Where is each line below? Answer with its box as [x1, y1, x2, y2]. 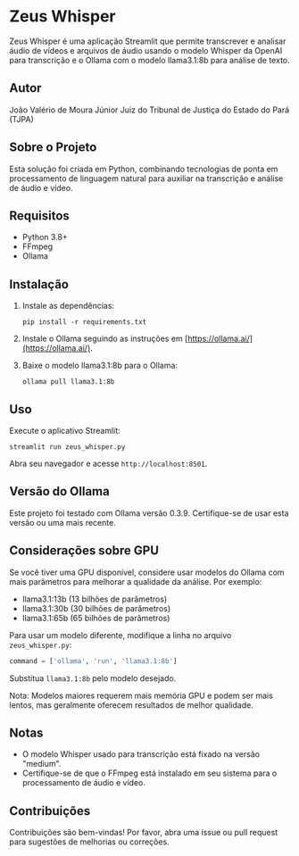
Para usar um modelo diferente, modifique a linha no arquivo [9, 629, 232, 640]
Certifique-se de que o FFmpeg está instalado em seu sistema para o [21, 768, 278, 778]
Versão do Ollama [9, 484, 110, 499]
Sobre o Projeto [9, 140, 97, 155]
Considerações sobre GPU [9, 543, 159, 559]
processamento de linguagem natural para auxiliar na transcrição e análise [9, 172, 284, 184]
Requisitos [9, 208, 70, 223]
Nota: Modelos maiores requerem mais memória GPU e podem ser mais [9, 690, 274, 701]
